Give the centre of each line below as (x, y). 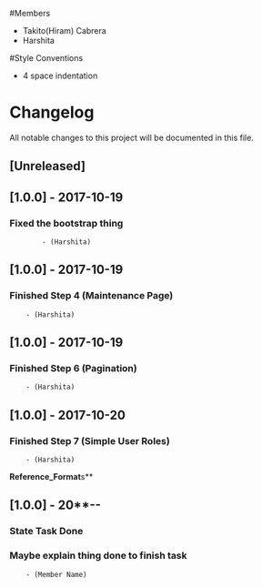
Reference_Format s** (51, 477)
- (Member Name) (57, 574)
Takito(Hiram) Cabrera (64, 30)
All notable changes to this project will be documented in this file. (132, 137)
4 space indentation (60, 76)
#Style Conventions (46, 58)
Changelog (52, 112)
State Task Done (46, 531)
